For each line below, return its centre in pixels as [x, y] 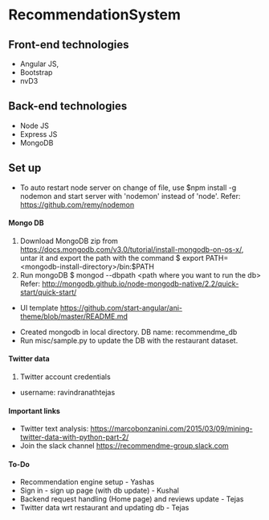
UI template [39, 307]
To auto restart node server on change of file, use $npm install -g [128, 188]
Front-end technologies [69, 45]
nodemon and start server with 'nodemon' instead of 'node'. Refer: [130, 196]
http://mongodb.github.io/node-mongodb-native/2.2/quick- [140, 283]
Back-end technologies [68, 106]
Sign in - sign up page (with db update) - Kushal [99, 491]
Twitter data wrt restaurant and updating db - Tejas [104, 508]
